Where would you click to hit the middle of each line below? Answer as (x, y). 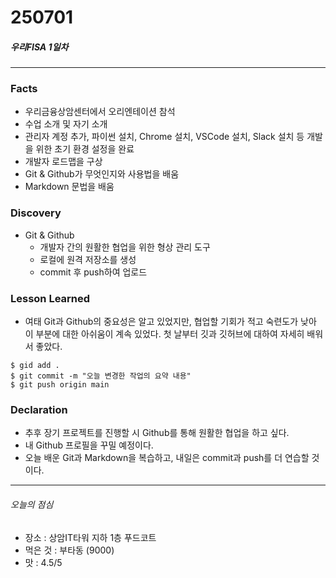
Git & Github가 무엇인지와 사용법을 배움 (102, 174)
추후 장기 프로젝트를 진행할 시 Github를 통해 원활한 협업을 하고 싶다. (157, 433)
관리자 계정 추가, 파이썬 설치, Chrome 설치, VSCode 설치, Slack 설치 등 (164, 137)
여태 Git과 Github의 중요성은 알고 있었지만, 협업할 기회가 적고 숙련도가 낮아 (170, 322)
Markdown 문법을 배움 (69, 187)
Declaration (39, 409)
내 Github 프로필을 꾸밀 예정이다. (89, 445)
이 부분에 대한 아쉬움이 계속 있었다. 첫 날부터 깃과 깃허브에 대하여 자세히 (164, 334)
